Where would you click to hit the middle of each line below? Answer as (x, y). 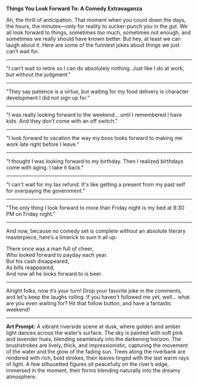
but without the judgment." (38, 74)
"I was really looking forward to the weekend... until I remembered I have (94, 115)
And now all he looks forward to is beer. (54, 274)
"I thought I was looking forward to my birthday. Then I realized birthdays (95, 161)
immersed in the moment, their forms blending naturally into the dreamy (93, 370)
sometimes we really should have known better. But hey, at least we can (93, 39)
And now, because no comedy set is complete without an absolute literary (96, 231)
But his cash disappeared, (38, 261)
